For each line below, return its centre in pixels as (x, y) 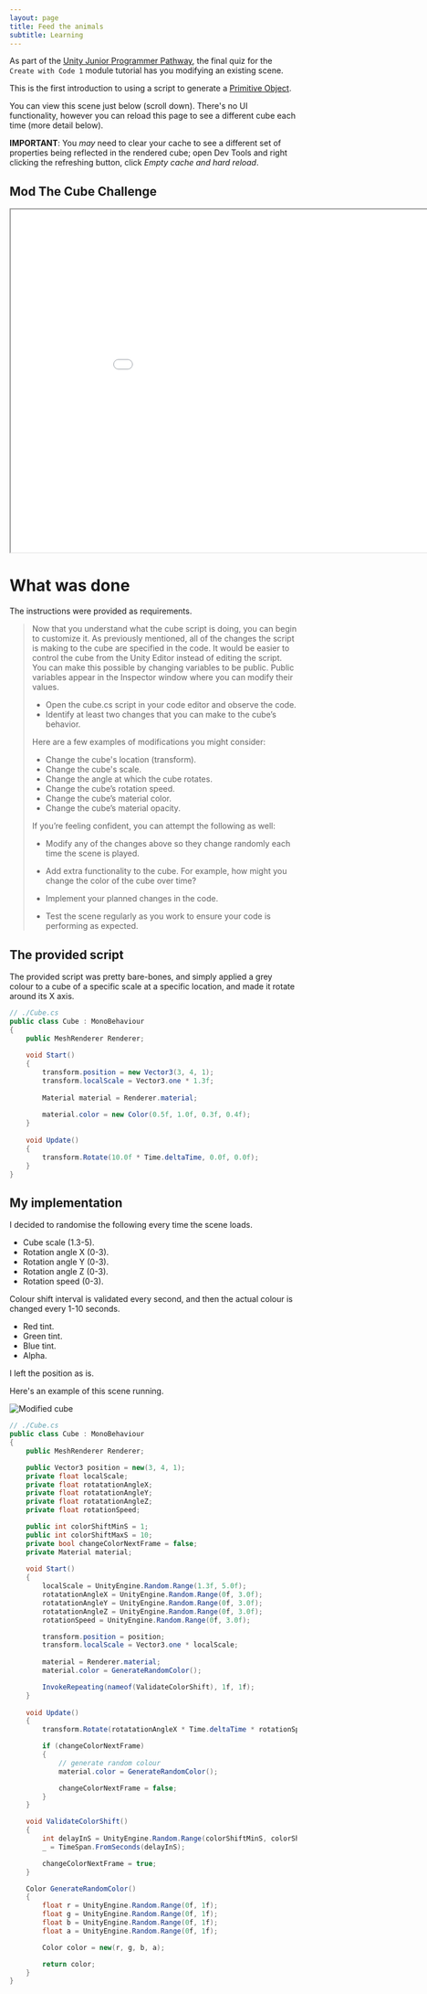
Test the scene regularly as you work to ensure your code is (158, 916)
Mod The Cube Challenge (83, 192)
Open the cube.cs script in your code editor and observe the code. (171, 705)
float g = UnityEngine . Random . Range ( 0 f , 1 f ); (130, 1914)
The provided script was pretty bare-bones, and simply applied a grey (141, 976)
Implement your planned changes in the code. (132, 899)
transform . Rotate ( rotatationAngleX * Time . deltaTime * (149, 1730)
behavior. (63, 724)
